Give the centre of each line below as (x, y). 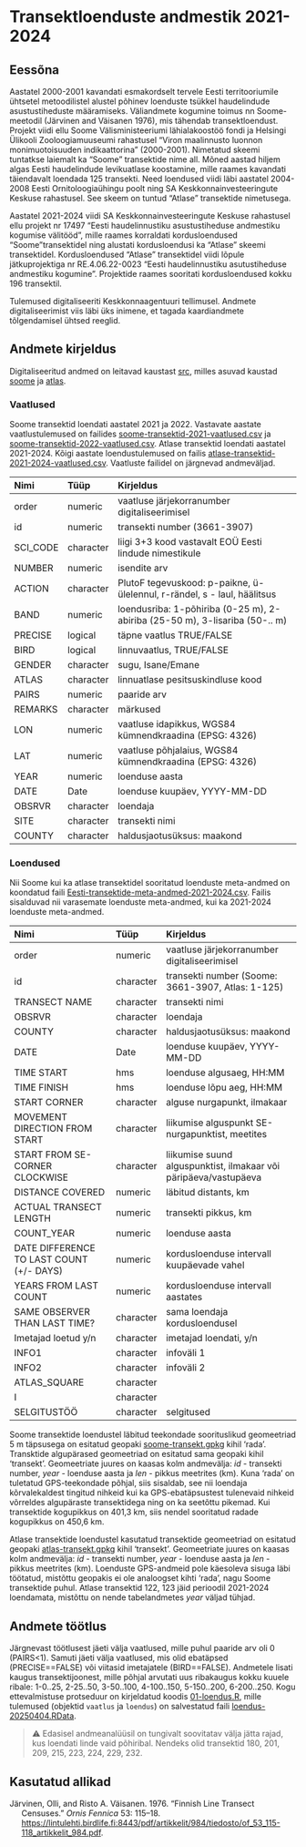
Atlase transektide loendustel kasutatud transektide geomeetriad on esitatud (153, 1539)
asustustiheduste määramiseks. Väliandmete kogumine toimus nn (132, 111)
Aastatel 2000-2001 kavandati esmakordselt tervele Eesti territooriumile (144, 92)
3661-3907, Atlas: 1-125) (224, 988)
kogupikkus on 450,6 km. (57, 1522)
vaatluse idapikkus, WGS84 (177, 724)
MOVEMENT (41, 1117)
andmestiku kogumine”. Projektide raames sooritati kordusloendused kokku (151, 274)
